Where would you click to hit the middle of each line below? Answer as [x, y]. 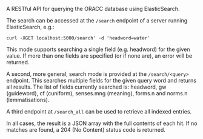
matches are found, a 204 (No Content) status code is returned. [86, 130]
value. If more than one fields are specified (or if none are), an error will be [99, 56]
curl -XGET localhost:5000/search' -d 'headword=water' [78, 38]
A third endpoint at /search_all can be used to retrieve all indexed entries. [99, 111]
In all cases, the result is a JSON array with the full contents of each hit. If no [102, 123]
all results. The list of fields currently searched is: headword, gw [86, 87]
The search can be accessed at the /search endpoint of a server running [97, 20]
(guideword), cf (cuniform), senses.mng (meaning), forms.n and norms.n [97, 93]
